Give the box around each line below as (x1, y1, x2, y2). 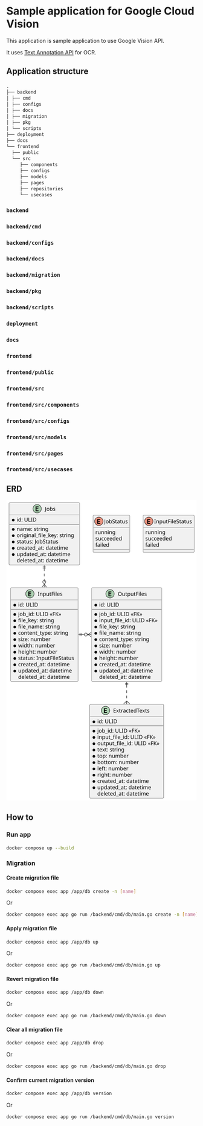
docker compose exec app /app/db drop (6, 1040, 104, 1046)
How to (6, 812, 34, 823)
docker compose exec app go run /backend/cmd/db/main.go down (6, 1013, 166, 1019)
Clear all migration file (6, 1026, 63, 1033)
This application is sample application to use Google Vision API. (6, 37, 164, 44)
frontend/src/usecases (6, 466, 73, 473)
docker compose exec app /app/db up (6, 939, 98, 945)
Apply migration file (6, 924, 57, 931)
